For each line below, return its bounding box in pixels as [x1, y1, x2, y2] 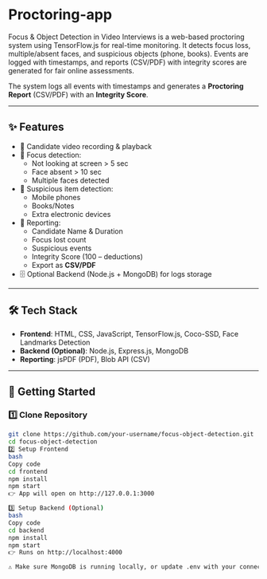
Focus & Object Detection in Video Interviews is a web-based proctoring [8, 32, 245, 41]
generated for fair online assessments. [8, 65, 135, 75]
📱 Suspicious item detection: [19, 183, 114, 193]
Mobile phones [31, 192, 81, 202]
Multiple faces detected [31, 175, 110, 185]
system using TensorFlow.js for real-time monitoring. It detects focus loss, [8, 40, 251, 49]
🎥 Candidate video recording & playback [19, 141, 153, 151]
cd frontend [8, 467, 48, 475]
